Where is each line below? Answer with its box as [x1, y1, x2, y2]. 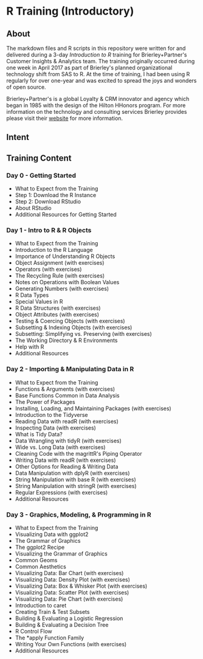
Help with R [15, 343, 44, 350]
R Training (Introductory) [6, 4, 134, 18]
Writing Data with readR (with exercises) [15, 456, 117, 464]
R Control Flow [15, 627, 53, 635]
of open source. [6, 83, 47, 91]
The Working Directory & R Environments [15, 336, 118, 344]
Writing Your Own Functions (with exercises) [15, 640, 127, 647]
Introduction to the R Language [15, 246, 93, 254]
